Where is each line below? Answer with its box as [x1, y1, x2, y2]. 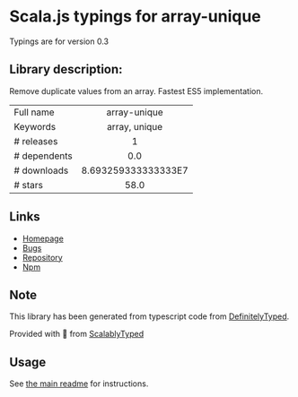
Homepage [22, 233, 65, 244]
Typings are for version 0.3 [9, 36, 110, 47]
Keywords [13, 120, 57, 133]
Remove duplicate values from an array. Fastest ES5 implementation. [9, 85, 263, 96]
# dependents [13, 150, 74, 162]
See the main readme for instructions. [9, 378, 149, 389]
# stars [13, 178, 43, 191]
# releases [13, 134, 58, 147]
